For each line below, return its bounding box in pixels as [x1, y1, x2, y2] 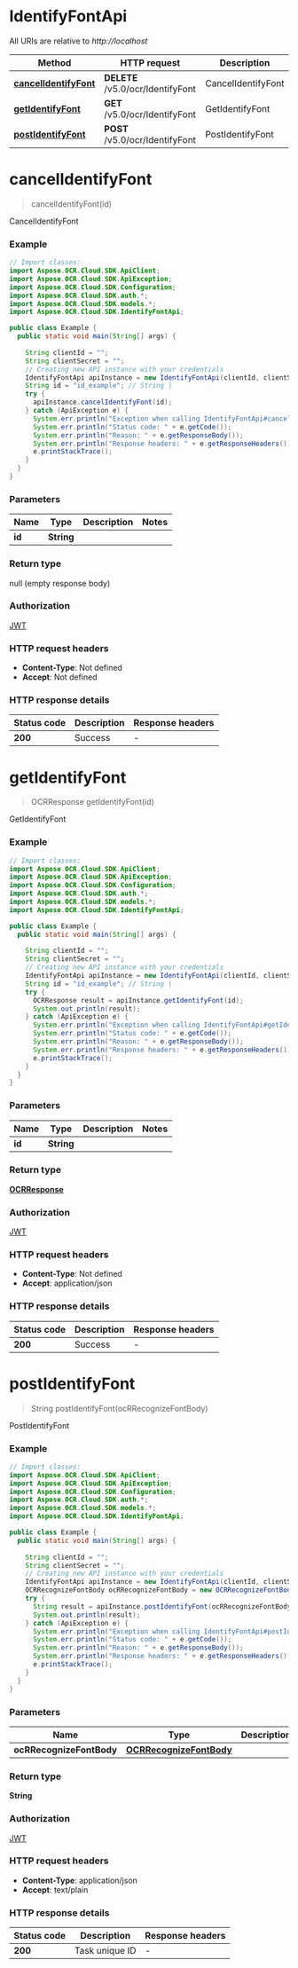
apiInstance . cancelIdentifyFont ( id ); [32, 398, 173, 407]
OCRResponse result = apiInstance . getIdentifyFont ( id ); [32, 996, 244, 1004]
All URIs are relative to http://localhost [9, 35, 148, 46]
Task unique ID [74, 1945, 137, 1957]
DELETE [103, 71, 138, 83]
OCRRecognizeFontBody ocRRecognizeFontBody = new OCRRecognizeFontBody [25, 1586, 295, 1594]
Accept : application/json [21, 1278, 113, 1288]
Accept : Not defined [21, 672, 98, 682]
